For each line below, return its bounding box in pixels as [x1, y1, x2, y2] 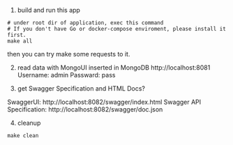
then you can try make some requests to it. [7, 50, 130, 58]
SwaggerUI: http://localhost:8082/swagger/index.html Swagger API [7, 98, 202, 106]
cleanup [17, 119, 41, 127]
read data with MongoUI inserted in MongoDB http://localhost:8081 [17, 63, 211, 72]
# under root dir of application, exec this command [7, 20, 164, 26]
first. [7, 31, 27, 38]
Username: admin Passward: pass [17, 71, 116, 79]
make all [7, 38, 33, 45]
